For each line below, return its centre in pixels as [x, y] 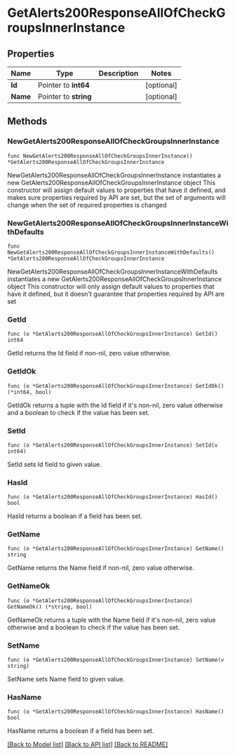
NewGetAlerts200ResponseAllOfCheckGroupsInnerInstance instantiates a [114, 175]
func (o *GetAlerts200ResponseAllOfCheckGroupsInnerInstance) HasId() [113, 497]
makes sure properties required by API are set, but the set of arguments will [116, 197]
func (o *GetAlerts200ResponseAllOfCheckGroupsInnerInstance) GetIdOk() [116, 386]
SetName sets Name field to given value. [66, 679]
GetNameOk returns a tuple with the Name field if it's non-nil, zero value [112, 620]
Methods [27, 122]
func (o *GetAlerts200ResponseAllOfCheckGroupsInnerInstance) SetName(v [116, 660]
